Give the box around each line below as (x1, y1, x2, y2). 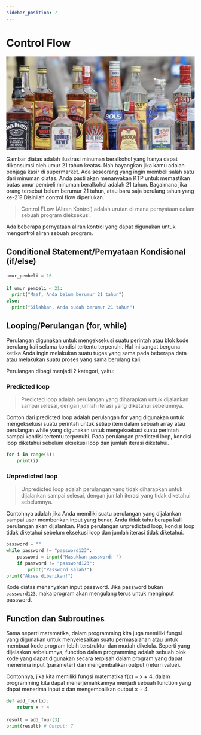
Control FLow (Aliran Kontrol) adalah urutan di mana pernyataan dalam (20, 205, 195, 212)
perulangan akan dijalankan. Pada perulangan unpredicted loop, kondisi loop (6, 523, 195, 530)
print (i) (17, 458, 39, 464)
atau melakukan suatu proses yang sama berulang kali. (6, 356, 142, 363)
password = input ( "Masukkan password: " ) (17, 554, 121, 560)
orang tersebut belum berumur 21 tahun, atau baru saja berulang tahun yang (6, 187, 194, 194)
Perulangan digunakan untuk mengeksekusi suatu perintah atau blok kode (6, 337, 189, 344)
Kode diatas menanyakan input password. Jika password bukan (6, 584, 163, 591)
